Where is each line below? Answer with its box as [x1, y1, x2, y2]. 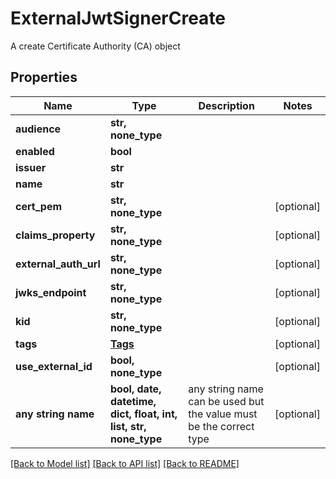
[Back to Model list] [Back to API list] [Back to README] [10, 457, 240, 469]
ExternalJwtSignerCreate [10, 7, 227, 30]
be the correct [188, 419, 255, 433]
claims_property [15, 228, 96, 242]
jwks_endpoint [15, 285, 87, 299]
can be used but [188, 394, 265, 408]
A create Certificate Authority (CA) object [10, 40, 181, 52]
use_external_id [15, 359, 93, 373]
